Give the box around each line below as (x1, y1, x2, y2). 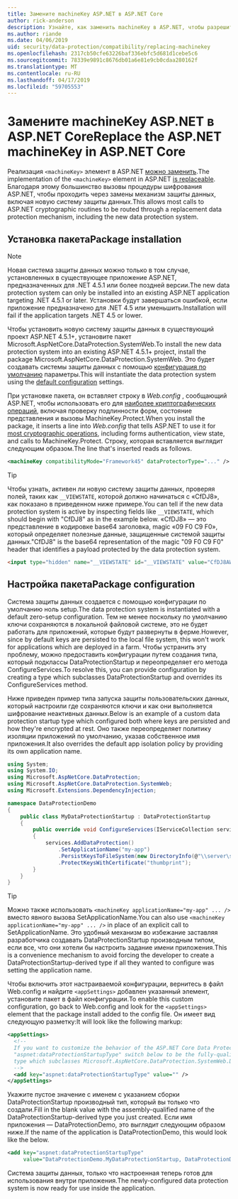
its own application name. (7, 747, 82, 755)
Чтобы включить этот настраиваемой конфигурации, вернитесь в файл (7, 980, 225, 988)
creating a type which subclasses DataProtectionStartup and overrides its (7, 673, 222, 681)
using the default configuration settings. (7, 378, 124, 386)
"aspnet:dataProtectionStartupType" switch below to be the (13, 1051, 195, 1058)
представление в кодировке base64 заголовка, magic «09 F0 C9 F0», (7, 522, 218, 531)
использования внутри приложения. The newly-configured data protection (7, 1176, 229, 1185)
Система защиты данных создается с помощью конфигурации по (7, 597, 207, 606)
